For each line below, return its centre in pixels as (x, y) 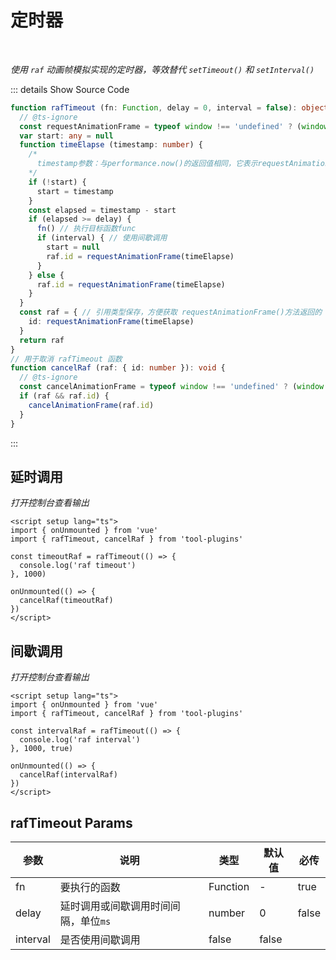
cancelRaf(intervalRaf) (68, 775)
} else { (46, 275)
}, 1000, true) (42, 749)
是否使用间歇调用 (100, 939)
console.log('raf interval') (80, 740)
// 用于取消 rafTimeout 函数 (66, 359)
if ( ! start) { (57, 182)
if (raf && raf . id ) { (64, 396)
